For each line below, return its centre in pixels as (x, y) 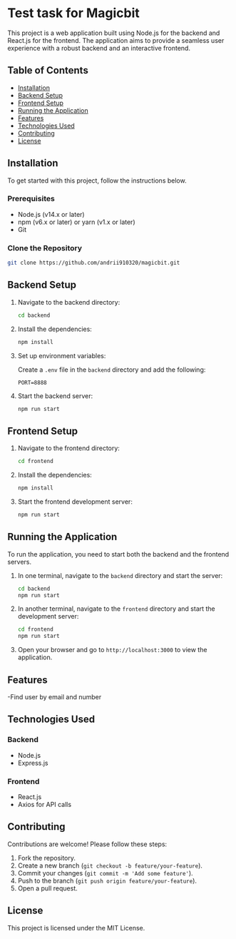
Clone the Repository (45, 248)
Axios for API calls (45, 805)
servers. (20, 562)
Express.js (33, 763)
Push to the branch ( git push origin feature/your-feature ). (107, 880)
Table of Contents (48, 70)
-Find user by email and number (55, 697)
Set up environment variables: (62, 355)
